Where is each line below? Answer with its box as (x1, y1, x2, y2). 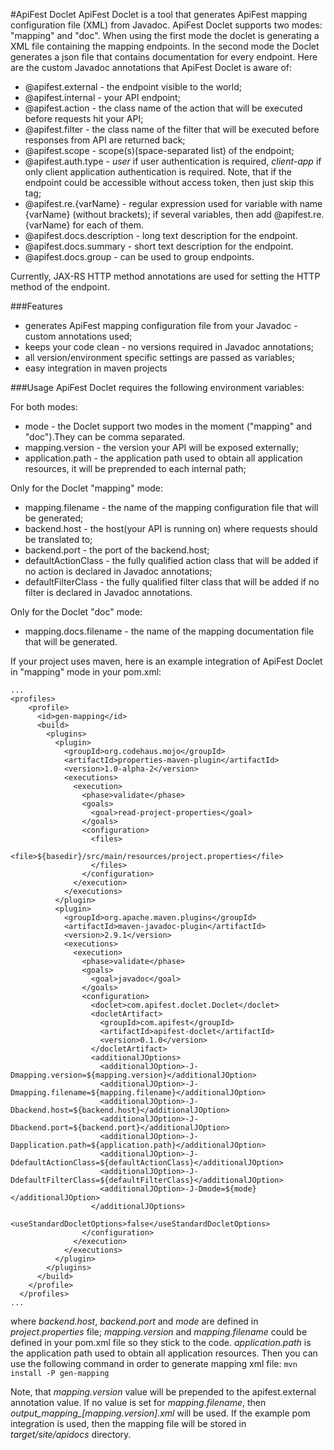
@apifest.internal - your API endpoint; (24, 92, 181, 103)
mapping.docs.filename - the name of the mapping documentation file (24, 625, 315, 637)
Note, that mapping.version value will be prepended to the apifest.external (10, 1386, 317, 1398)
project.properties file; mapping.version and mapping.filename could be (10, 1326, 308, 1338)
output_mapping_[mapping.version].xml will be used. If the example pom (10, 1407, 311, 1419)
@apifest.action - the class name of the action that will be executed (24, 102, 303, 114)
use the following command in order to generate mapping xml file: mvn (10, 1358, 298, 1369)
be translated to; (24, 534, 93, 545)
